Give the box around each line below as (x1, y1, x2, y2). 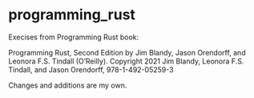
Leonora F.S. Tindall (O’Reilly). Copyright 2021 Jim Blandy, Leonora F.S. (8, 56, 244, 66)
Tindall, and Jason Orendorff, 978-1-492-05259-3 (8, 64, 174, 74)
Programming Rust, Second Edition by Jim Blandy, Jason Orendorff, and (8, 47, 246, 57)
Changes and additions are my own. (8, 80, 127, 90)
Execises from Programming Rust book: (8, 32, 139, 42)
